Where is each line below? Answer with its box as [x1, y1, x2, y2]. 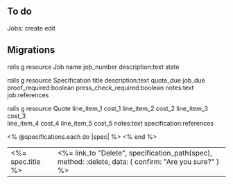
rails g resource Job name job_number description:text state [7, 62, 180, 71]
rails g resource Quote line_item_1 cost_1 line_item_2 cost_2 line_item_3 [7, 104, 208, 112]
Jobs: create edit [7, 24, 55, 32]
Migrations [7, 44, 55, 56]
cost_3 [7, 111, 26, 120]
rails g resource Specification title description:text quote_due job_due [7, 76, 206, 84]
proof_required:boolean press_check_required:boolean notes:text [7, 83, 194, 92]
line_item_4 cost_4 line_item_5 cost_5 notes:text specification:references [7, 119, 214, 127]
